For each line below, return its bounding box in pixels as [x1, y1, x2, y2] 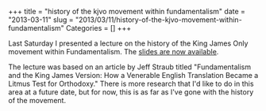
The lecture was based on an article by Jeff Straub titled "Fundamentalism [8, 62, 252, 72]
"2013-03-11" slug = [8, 15, 74, 24]
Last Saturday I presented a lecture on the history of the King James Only [8, 39, 249, 48]
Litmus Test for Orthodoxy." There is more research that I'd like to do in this [8, 79, 254, 88]
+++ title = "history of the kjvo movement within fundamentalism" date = [8, 7, 246, 16]
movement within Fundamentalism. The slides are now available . [8, 47, 219, 56]
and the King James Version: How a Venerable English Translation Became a [8, 71, 259, 80]
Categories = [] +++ [66, 24, 132, 32]
